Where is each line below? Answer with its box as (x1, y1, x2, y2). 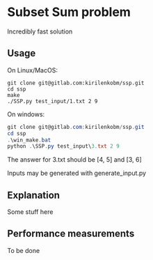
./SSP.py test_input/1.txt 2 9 (7, 98, 98, 105)
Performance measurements (7, 228, 135, 240)
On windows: (7, 109, 45, 118)
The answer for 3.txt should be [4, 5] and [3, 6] (7, 155, 143, 164)
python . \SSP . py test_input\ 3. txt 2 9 (7, 143, 120, 150)
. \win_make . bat (7, 137, 51, 144)
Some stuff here (7, 208, 54, 216)
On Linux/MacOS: (7, 66, 58, 74)
